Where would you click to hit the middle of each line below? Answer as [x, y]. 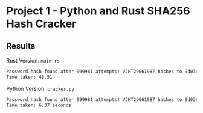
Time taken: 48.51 [29, 77]
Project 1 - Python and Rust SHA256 [98, 11]
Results [21, 46]
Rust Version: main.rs [33, 60]
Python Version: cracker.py [40, 88]
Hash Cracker [41, 24]
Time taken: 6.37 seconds [39, 105]
